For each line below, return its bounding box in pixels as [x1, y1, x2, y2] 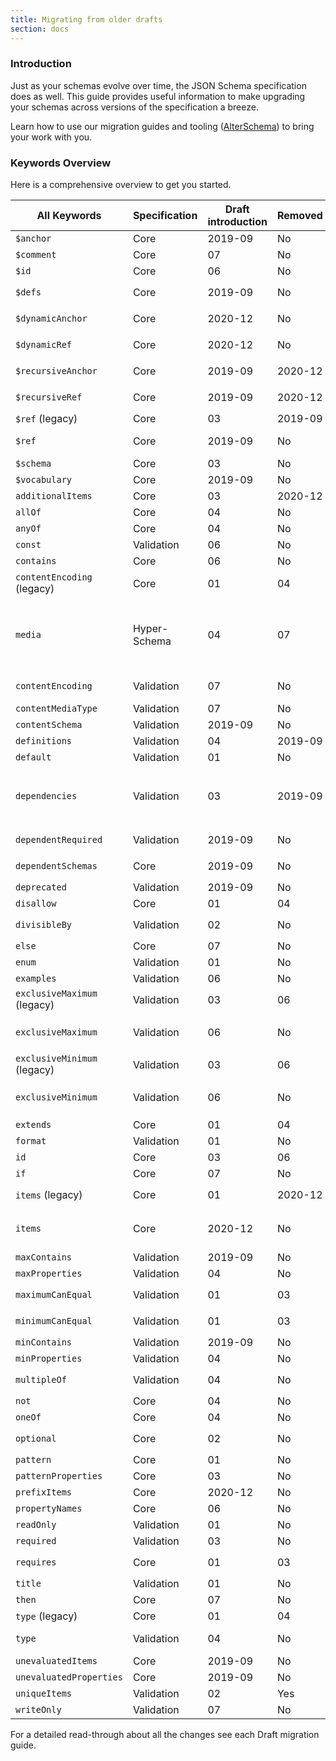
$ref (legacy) [15, 412, 78, 426]
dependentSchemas [15, 861, 98, 872]
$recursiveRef [15, 392, 83, 403]
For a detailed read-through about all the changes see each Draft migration [10, 1729, 320, 1741]
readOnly [15, 1519, 57, 1531]
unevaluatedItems [15, 1656, 98, 1667]
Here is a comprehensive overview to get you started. [10, 179, 232, 191]
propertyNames [15, 1503, 83, 1515]
